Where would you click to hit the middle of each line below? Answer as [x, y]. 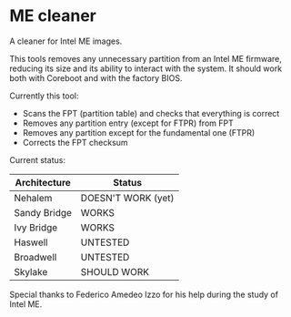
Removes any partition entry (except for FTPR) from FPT [128, 123]
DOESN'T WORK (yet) [127, 198]
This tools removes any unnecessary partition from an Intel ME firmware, [145, 58]
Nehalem [33, 198]
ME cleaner [53, 16]
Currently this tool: [44, 96]
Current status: [38, 159]
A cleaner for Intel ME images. [66, 41]
